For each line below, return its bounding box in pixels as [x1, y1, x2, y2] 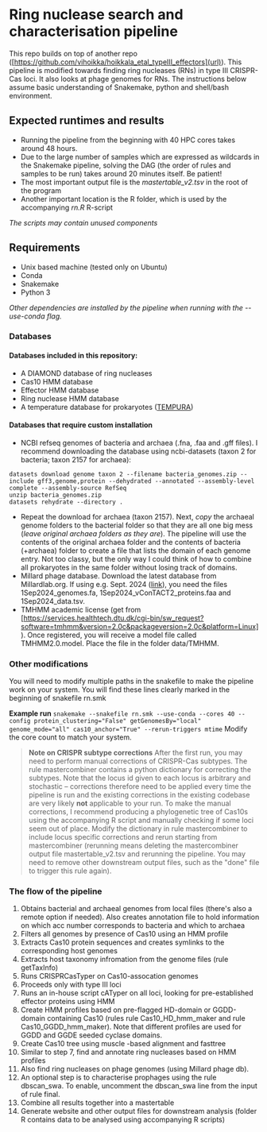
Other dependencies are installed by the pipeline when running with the [9, 303, 243, 312]
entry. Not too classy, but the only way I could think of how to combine [20, 554, 253, 563]
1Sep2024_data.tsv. [20, 596, 86, 605]
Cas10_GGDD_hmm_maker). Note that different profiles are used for [20, 1022, 242, 1032]
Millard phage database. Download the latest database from [20, 570, 217, 581]
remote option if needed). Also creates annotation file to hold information [20, 912, 260, 922]
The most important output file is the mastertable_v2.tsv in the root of [20, 177, 249, 187]
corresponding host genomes [20, 946, 118, 956]
